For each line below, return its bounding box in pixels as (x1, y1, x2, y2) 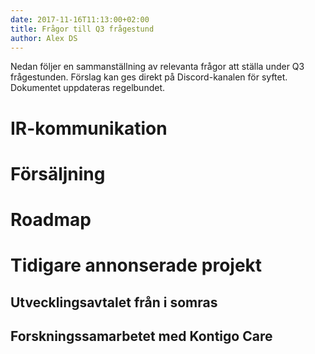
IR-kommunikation (10, 117, 168, 140)
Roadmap (10, 208, 92, 231)
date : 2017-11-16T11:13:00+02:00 (10, 14, 150, 25)
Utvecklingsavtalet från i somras (10, 294, 218, 311)
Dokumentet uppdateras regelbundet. (10, 82, 166, 94)
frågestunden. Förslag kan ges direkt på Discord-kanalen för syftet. (10, 71, 288, 83)
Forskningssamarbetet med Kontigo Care (10, 327, 273, 345)
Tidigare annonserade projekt (10, 254, 263, 277)
